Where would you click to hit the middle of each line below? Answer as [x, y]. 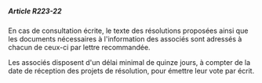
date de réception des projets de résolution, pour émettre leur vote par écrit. [131, 70]
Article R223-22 [35, 11]
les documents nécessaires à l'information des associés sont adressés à [125, 38]
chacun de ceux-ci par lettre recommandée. [79, 47]
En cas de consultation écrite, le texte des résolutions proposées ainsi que [128, 31]
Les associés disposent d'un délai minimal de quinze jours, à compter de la [129, 62]
